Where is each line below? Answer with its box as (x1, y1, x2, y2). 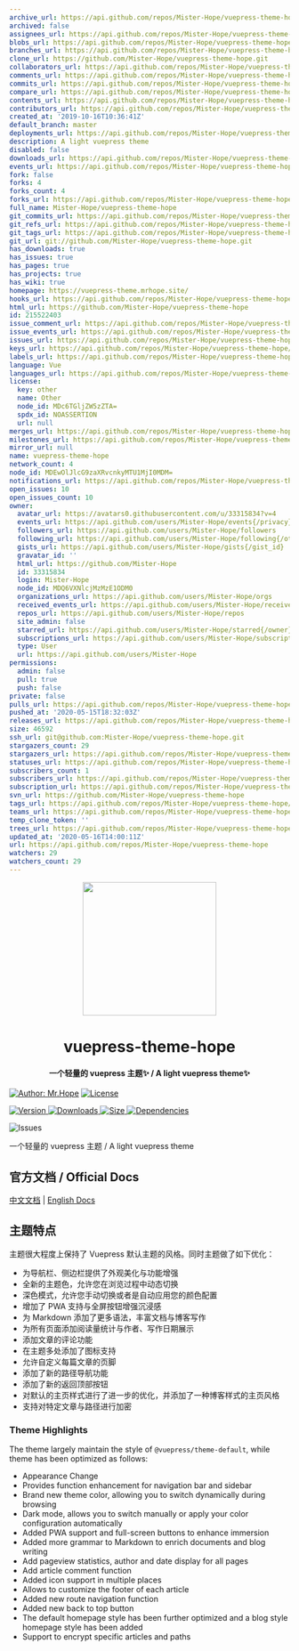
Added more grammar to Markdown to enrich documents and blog (21, 1537, 266, 1548)
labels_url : (9, 352, 53, 361)
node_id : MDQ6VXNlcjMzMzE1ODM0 (17, 584, 133, 593)
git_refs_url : (9, 220, 62, 229)
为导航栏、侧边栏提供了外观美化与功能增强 (21, 1267, 179, 1278)
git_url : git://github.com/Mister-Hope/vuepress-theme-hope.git (9, 237, 253, 246)
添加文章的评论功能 (21, 1334, 93, 1345)
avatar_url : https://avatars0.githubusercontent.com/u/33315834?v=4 (17, 509, 277, 519)
